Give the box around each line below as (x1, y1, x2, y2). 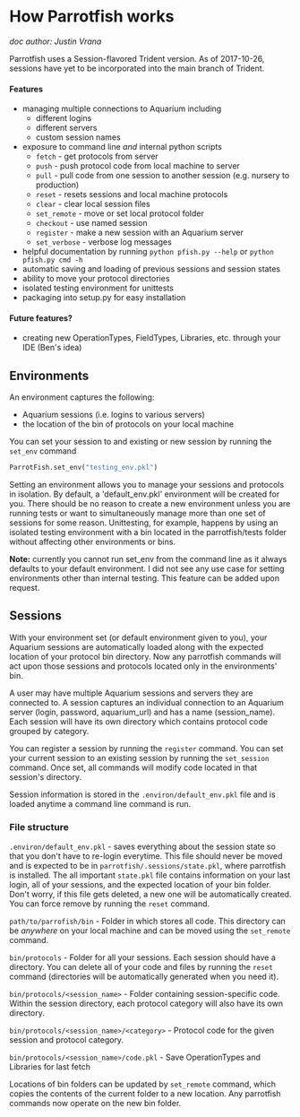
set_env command (9, 446, 77, 456)
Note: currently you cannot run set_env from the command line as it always (9, 554, 287, 565)
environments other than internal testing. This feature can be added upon (9, 573, 280, 584)
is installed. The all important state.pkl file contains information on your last (9, 870, 291, 880)
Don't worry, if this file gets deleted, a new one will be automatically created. (9, 889, 292, 900)
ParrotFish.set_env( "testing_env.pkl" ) (9, 463, 159, 472)
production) (35, 179, 80, 190)
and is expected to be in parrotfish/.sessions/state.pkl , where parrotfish (9, 861, 287, 871)
